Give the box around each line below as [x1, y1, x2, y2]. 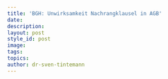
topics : [7, 55, 30, 62]
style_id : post [7, 36, 51, 43]
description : [7, 23, 45, 30]
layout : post [7, 29, 45, 36]
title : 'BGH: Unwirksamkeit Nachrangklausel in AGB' [7, 10, 162, 17]
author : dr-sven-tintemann [7, 61, 85, 68]
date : [7, 16, 23, 23]
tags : [7, 49, 23, 56]
